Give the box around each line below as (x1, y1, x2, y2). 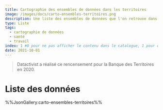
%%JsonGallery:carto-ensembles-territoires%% (5, 99, 103, 105)
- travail (9, 39, 29, 44)
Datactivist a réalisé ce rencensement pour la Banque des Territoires (16, 61, 154, 67)
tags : (5, 25, 16, 30)
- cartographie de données (9, 30, 64, 35)
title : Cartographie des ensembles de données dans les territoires (5, 7, 147, 12)
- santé (9, 35, 25, 39)
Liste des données (5, 83, 81, 94)
